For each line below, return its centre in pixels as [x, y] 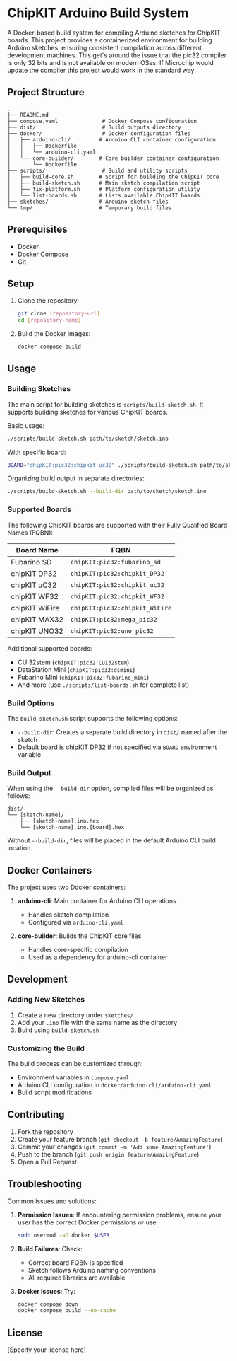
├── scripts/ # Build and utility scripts [98, 170]
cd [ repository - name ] [49, 320]
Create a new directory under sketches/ [75, 1015]
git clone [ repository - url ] [59, 314]
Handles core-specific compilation [78, 950]
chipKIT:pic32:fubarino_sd [115, 562]
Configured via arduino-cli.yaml [76, 922]
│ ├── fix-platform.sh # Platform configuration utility [104, 189]
